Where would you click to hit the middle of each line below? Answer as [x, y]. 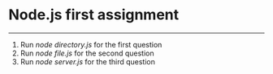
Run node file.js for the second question [87, 53]
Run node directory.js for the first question [91, 44]
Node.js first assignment [94, 15]
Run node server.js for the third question [88, 61]
